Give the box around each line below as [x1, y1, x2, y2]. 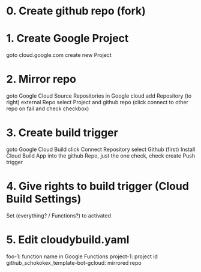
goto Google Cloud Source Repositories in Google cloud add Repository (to [6, 92, 192, 99]
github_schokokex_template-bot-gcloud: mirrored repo [6, 259, 142, 266]
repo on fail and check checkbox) [6, 105, 89, 112]
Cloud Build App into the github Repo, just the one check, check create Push [6, 152, 196, 159]
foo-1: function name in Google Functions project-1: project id [6, 253, 158, 260]
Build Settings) [6, 192, 82, 206]
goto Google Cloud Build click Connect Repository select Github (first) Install [6, 146, 196, 153]
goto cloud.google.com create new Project [6, 52, 112, 59]
